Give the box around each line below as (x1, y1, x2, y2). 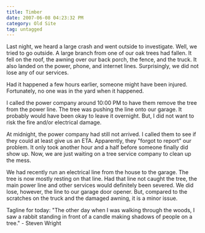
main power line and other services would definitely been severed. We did (6, 181, 194, 189)
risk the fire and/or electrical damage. (6, 119, 102, 126)
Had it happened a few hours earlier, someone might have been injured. (6, 81, 188, 88)
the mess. (6, 157, 32, 164)
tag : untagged (6, 26, 43, 32)
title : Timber (6, 9, 43, 15)
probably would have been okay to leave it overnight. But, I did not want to (6, 112, 195, 120)
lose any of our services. (6, 69, 69, 77)
